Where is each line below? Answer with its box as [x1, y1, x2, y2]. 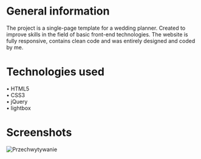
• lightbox [6, 104, 32, 112]
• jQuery [6, 98, 28, 105]
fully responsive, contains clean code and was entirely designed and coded [6, 37, 196, 44]
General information [6, 4, 110, 18]
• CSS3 [6, 91, 26, 98]
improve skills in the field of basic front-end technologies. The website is [6, 30, 188, 38]
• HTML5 [6, 85, 30, 92]
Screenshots [6, 126, 72, 140]
